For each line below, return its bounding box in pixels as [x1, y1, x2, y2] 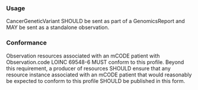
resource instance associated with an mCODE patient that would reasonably [6, 71, 192, 78]
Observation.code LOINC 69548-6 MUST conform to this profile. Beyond [6, 58, 184, 66]
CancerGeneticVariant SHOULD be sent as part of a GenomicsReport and [6, 18, 185, 25]
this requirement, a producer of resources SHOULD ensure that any [6, 65, 171, 72]
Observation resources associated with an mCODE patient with [6, 52, 160, 59]
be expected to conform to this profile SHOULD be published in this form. [6, 77, 186, 84]
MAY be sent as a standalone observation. [6, 24, 110, 31]
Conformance [6, 38, 47, 47]
